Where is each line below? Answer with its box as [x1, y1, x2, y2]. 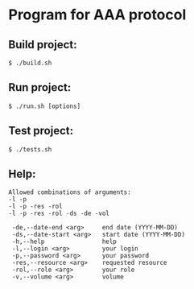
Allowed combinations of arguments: [8, 188, 131, 196]
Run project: [8, 81, 72, 94]
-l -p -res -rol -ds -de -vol [8, 209, 110, 218]
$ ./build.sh [8, 59, 52, 67]
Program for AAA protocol [8, 6, 187, 24]
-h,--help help [11, 237, 117, 246]
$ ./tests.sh [8, 145, 52, 154]
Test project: [8, 124, 74, 138]
